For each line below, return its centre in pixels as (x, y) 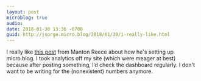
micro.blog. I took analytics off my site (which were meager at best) (91, 58)
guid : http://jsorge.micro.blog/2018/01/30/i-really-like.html (88, 35)
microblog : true (27, 18)
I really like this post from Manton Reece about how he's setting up (90, 52)
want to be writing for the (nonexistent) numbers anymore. (80, 71)
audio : (15, 23)
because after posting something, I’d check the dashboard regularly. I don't (101, 65)
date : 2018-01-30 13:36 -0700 (45, 29)
